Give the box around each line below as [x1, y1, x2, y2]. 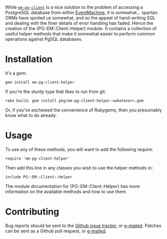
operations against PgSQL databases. [5, 36, 83, 42]
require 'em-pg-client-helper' [5, 156, 70, 161]
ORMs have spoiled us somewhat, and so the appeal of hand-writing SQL [5, 15, 156, 20]
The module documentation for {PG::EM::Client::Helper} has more [5, 183, 140, 189]
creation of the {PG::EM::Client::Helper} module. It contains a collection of [5, 25, 157, 31]
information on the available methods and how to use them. [5, 188, 127, 194]
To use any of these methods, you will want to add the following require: [5, 146, 154, 152]
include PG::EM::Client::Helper [5, 174, 72, 179]
